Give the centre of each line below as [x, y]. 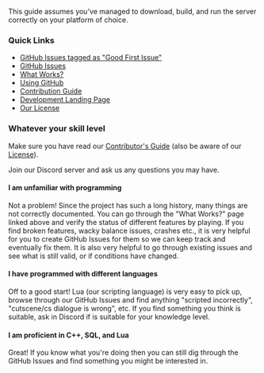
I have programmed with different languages [83, 274]
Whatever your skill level [57, 128]
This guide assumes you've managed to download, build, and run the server [132, 11]
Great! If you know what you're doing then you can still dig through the [124, 352]
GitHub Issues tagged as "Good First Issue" [91, 58]
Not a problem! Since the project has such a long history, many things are [128, 205]
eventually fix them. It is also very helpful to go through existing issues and [130, 247]
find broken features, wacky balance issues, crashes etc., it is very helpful [130, 230]
